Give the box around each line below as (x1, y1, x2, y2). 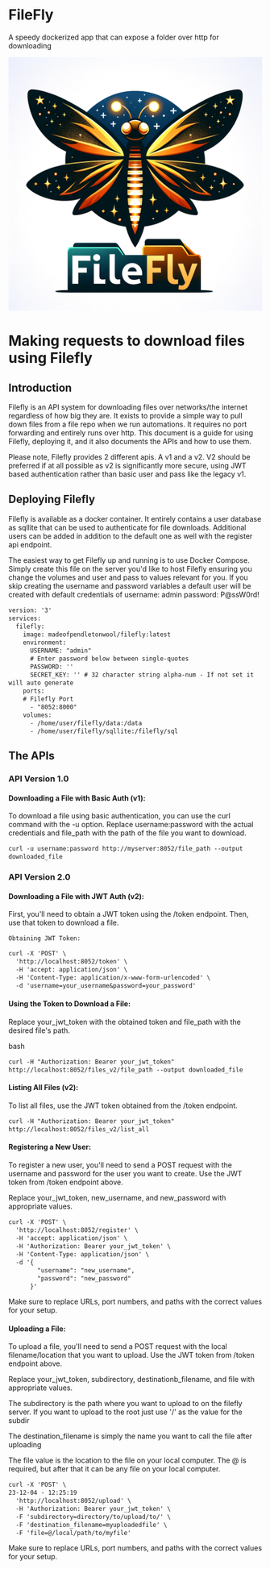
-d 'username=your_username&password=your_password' (15, 982, 197, 990)
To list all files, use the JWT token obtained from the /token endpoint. (8, 1101, 238, 1110)
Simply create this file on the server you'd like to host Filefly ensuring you (8, 564, 252, 573)
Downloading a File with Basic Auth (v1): (8, 793, 146, 803)
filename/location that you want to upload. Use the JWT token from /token (8, 1351, 255, 1360)
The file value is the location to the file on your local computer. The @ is (8, 1455, 247, 1465)
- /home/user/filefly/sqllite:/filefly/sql (29, 727, 179, 735)
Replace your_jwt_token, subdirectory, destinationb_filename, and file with (8, 1375, 255, 1384)
